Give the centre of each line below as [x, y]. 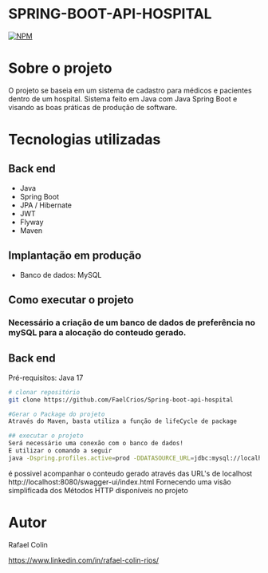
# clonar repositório [44, 392]
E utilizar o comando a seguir [60, 451]
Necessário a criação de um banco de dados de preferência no [132, 322]
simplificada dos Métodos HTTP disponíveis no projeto [99, 490]
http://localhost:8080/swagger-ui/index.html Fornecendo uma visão [120, 482]
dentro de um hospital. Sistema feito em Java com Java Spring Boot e [123, 99]
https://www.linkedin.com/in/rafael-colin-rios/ [84, 560]
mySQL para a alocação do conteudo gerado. [97, 332]
